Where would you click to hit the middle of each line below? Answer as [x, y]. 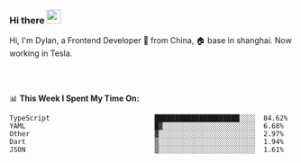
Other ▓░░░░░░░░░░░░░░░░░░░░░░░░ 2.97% [146, 134]
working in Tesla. [41, 53]
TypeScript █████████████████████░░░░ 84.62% [149, 118]
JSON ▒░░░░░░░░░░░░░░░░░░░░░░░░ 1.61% [146, 150]
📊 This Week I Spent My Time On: [74, 98]
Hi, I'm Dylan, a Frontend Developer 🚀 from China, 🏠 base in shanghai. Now [151, 41]
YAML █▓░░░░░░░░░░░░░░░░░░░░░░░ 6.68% [146, 126]
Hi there [27, 20]
